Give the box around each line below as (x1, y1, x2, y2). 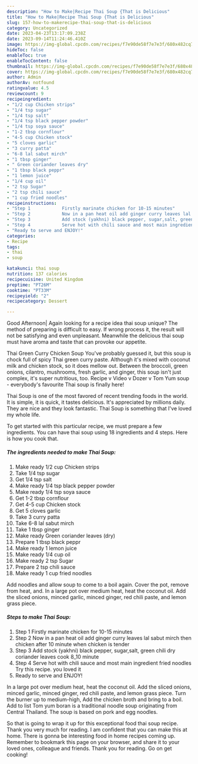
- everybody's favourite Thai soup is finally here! (6, 381, 125, 388)
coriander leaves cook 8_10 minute (15, 653, 99, 660)
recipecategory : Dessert (6, 298, 68, 304)
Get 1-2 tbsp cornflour (15, 495, 69, 502)
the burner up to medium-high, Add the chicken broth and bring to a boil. (6, 696, 183, 703)
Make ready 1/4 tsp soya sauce (15, 489, 91, 496)
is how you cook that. (6, 435, 59, 442)
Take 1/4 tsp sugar (15, 470, 61, 477)
